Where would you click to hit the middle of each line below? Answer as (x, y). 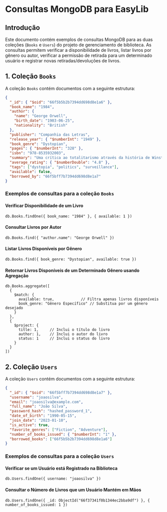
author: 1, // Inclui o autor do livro (63, 334)
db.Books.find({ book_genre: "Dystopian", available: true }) (71, 259)
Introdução (23, 28)
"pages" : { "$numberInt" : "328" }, (46, 149)
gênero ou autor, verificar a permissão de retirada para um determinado (79, 55)
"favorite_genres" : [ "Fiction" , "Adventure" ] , (59, 430)
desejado (14, 308)
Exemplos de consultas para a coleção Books (60, 194)
